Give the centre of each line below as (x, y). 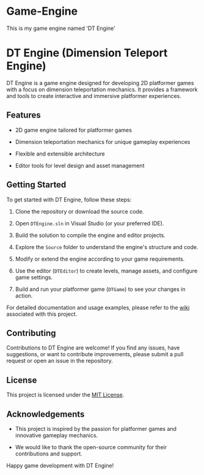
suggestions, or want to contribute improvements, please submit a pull (95, 354)
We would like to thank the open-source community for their (91, 447)
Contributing (31, 333)
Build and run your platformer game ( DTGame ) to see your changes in (100, 289)
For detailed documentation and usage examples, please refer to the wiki (98, 307)
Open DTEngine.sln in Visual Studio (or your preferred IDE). (89, 223)
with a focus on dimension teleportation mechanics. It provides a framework (102, 89)
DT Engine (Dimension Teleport (87, 53)
